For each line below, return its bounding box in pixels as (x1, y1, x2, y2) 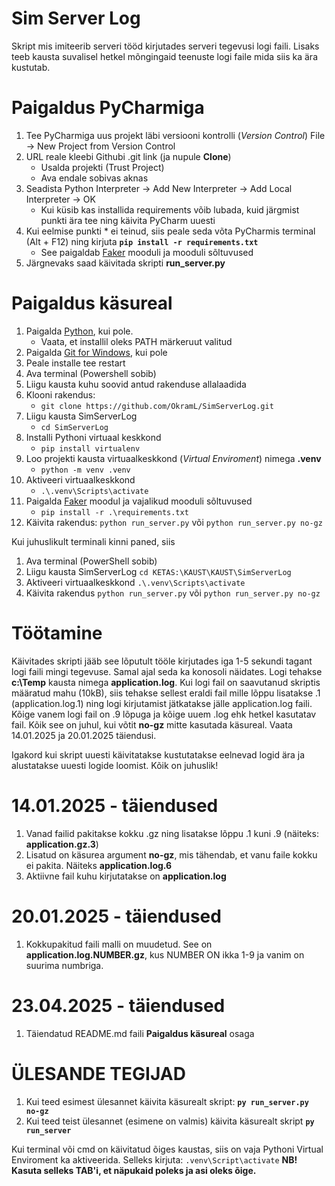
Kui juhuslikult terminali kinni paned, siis (11, 535, 176, 547)
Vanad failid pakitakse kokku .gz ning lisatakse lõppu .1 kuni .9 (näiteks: (25, 827, 319, 839)
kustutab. (11, 61, 51, 73)
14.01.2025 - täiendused (11, 794, 219, 817)
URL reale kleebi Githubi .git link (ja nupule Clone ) (25, 150, 232, 162)
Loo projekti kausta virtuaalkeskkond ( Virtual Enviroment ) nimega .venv (25, 452, 322, 464)
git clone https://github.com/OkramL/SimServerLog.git (40, 401, 274, 411)
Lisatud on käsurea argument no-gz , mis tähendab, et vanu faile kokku (25, 848, 318, 861)
